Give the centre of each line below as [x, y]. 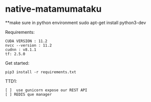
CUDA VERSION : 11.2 [26, 41]
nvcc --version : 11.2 [28, 45]
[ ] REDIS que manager [28, 94]
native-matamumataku [53, 9]
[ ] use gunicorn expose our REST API [46, 90]
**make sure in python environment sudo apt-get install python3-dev [75, 23]
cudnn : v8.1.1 [21, 50]
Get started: [17, 63]
